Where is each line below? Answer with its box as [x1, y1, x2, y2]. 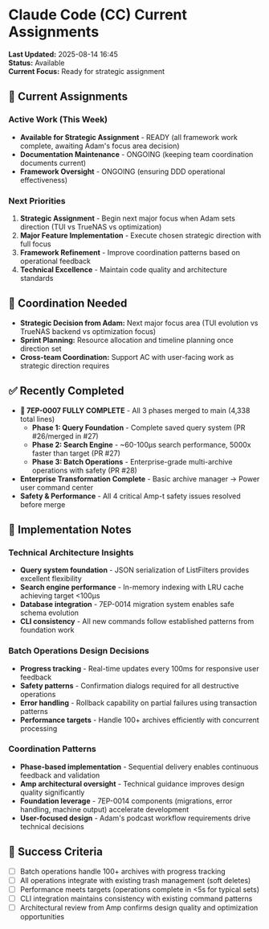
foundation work [19, 626, 75, 635]
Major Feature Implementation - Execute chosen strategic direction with [19, 230, 262, 240]
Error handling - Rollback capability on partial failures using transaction [19, 698, 258, 708]
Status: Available [8, 58, 65, 68]
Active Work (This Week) [8, 114, 108, 126]
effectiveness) [19, 175, 68, 184]
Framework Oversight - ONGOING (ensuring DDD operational [19, 167, 226, 176]
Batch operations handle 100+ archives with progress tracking [19, 866, 226, 876]
